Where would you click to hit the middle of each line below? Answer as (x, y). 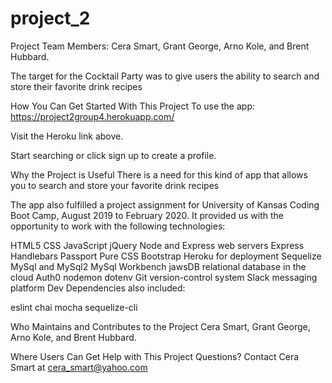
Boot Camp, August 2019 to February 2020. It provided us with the (147, 215)
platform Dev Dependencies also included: (98, 288)
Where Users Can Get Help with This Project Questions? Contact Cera (155, 356)
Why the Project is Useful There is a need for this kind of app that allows (159, 174)
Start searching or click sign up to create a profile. (113, 155)
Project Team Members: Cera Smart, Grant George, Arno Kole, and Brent (160, 46)
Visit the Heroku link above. (67, 136)
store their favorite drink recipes (76, 86)
